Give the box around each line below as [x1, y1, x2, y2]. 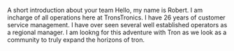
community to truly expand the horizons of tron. [7, 36, 145, 44]
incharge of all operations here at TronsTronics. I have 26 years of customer [7, 13, 226, 22]
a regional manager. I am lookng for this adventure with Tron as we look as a [7, 28, 227, 36]
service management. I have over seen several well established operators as [7, 21, 228, 29]
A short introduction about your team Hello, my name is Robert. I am [7, 6, 203, 14]
